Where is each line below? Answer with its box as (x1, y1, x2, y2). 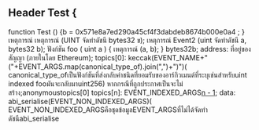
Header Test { (8, 6, 77, 20)
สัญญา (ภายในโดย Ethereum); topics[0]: (8, 52, 127, 62)
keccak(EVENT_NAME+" (128, 52, 209, 62)
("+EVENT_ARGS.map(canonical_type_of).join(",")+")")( (8, 62, 187, 71)
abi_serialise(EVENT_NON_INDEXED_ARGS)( (8, 96, 152, 106)
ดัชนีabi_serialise (8, 114, 60, 123)
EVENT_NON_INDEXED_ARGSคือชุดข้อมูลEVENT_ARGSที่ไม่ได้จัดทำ (8, 105, 209, 114)
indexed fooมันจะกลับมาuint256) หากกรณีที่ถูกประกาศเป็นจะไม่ (8, 78, 183, 88)
